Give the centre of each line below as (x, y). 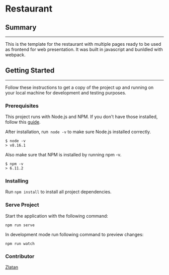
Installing (17, 181)
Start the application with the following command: (57, 216)
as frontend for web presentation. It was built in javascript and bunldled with (84, 49)
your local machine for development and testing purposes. (66, 93)
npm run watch (20, 244)
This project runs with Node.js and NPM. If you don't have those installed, (81, 117)
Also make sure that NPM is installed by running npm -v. (63, 155)
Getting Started (30, 71)
